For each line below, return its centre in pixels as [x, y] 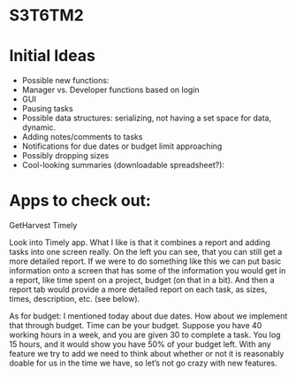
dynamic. [39, 127]
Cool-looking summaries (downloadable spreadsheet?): [123, 165]
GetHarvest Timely [43, 226]
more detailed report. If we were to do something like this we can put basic [145, 261]
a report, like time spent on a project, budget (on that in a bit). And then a [142, 281]
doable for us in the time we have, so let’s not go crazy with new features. [144, 363]
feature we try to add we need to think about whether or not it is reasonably [147, 354]
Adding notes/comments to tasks [82, 137]
